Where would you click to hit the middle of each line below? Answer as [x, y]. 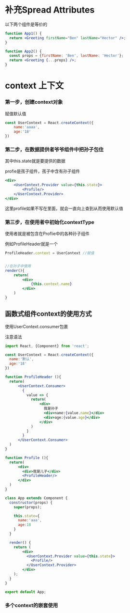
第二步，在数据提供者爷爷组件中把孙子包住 [54, 149]
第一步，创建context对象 [34, 102]
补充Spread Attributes [50, 10]
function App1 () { [23, 33]
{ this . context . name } [51, 284]
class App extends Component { [36, 498]
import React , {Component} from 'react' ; [47, 346]
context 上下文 [34, 86]
